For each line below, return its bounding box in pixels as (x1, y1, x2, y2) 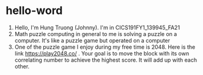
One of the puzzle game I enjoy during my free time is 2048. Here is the (14, 43, 196, 51)
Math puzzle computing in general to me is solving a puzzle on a (14, 30, 177, 37)
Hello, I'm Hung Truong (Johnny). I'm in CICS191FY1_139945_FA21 (14, 24, 180, 31)
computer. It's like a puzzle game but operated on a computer (14, 37, 171, 44)
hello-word (6, 4, 63, 18)
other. (14, 62, 30, 70)
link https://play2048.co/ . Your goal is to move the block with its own (14, 49, 190, 57)
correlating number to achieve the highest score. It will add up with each (14, 56, 197, 63)
